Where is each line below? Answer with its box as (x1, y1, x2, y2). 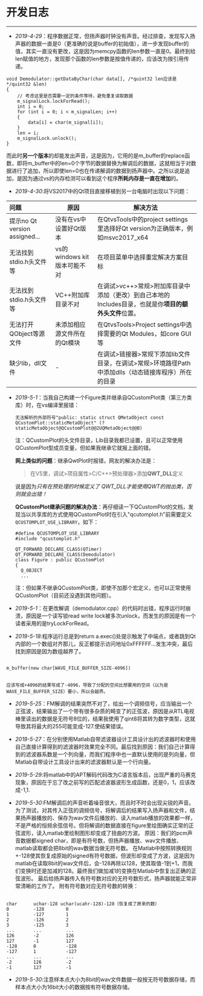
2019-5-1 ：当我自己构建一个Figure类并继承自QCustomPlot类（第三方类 (14, 394, 192, 401)
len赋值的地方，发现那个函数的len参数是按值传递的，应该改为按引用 (14, 55, 184, 62)
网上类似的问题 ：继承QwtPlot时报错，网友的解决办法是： (14, 457, 157, 464)
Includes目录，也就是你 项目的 (97, 300, 182, 308)
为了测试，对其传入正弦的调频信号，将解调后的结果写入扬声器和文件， (14, 806, 190, 814)
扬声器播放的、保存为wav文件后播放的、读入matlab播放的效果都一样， (20, 814, 196, 821)
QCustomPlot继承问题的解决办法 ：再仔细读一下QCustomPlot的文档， (14, 503, 188, 510)
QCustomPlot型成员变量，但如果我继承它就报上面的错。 (14, 444, 154, 451)
